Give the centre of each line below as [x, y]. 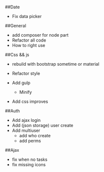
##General [16, 26]
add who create [35, 136]
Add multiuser [26, 130]
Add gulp [21, 83]
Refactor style [26, 73]
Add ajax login [26, 120]
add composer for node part [40, 35]
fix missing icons [29, 165]
